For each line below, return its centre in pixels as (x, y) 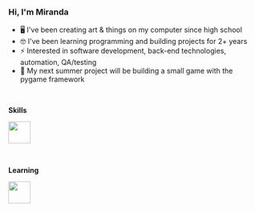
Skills (18, 110)
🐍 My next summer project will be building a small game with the (126, 71)
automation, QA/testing (58, 62)
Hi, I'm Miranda (39, 12)
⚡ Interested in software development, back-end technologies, (123, 51)
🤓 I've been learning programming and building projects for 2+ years (134, 42)
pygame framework (52, 79)
